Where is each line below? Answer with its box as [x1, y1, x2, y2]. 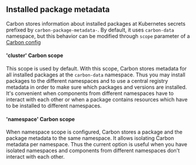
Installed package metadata [6, 5, 110, 15]
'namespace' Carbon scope [6, 115, 75, 122]
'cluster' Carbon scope [6, 52, 63, 59]
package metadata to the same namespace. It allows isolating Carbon [6, 135, 174, 142]
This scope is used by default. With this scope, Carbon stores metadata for [6, 65, 187, 72]
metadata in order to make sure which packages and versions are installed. [6, 84, 187, 91]
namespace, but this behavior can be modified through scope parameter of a [6, 32, 190, 40]
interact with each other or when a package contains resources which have [6, 96, 188, 103]
